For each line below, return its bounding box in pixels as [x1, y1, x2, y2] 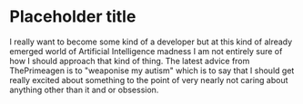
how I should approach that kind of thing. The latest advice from [9, 55, 250, 66]
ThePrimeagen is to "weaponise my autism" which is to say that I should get [9, 65, 295, 76]
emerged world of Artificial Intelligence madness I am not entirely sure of [9, 45, 283, 56]
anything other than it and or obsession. [9, 84, 159, 95]
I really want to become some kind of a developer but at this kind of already [9, 36, 293, 47]
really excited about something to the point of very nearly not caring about [9, 74, 288, 85]
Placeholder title [9, 6, 136, 27]
